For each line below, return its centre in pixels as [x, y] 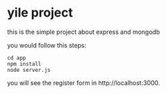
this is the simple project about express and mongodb [83, 32]
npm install [24, 64]
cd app [17, 58]
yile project [40, 13]
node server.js [29, 70]
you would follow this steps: [47, 45]
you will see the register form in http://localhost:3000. [84, 83]
